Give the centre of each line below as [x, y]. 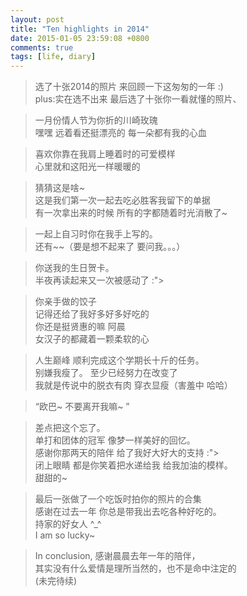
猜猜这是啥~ [60, 188]
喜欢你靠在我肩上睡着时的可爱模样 [105, 154]
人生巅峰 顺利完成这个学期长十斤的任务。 [119, 360]
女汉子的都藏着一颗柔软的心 [92, 339]
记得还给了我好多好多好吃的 [92, 314]
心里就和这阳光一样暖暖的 [87, 167]
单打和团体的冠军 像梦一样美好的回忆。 [115, 440]
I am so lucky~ [65, 535]
